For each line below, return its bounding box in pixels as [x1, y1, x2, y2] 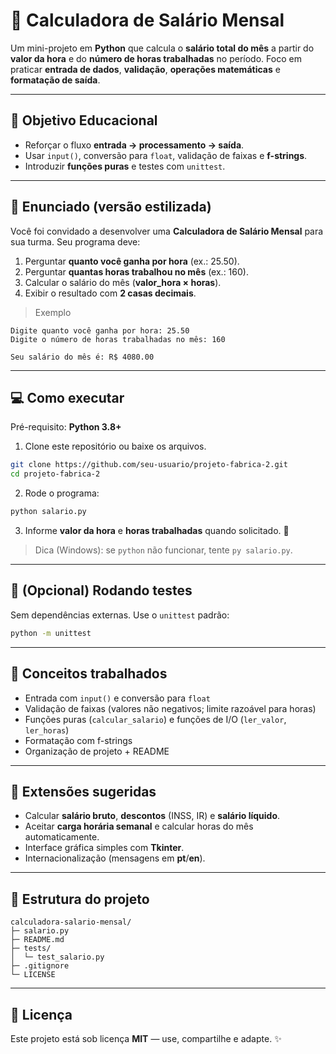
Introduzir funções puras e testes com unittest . [24, 160, 226, 172]
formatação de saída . [10, 74, 101, 86]
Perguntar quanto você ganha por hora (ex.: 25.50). [24, 255, 240, 267]
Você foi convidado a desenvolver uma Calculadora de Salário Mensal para [10, 225, 324, 237]
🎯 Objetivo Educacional [10, 112, 158, 129]
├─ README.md [10, 935, 65, 945]
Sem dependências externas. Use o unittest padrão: [10, 609, 230, 621]
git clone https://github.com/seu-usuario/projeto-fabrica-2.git [10, 460, 288, 470]
